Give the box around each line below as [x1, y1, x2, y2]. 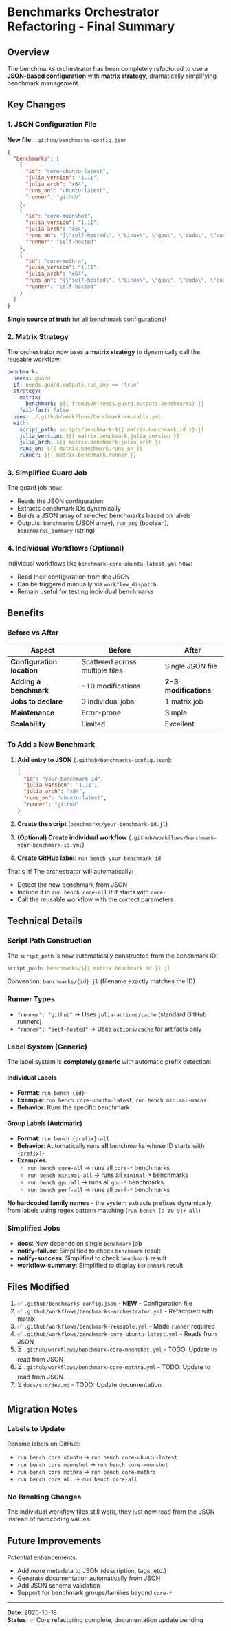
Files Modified [7, 1281, 70, 1293]
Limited [81, 719, 105, 729]
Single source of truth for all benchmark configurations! [7, 315, 166, 323]
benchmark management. [7, 79, 80, 87]
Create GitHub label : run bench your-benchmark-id [16, 854, 162, 862]
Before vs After [7, 628, 59, 637]
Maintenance [10, 708, 55, 717]
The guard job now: [7, 484, 63, 492]
